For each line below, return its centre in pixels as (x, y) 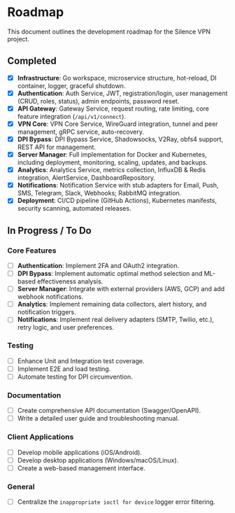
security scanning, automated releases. (74, 209)
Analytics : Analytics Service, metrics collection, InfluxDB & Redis (112, 170)
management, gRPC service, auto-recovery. (81, 132)
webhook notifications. (50, 297)
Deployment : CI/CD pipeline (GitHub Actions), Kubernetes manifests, (117, 201)
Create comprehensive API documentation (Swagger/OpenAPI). (109, 411)
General (21, 486)
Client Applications (41, 437)
